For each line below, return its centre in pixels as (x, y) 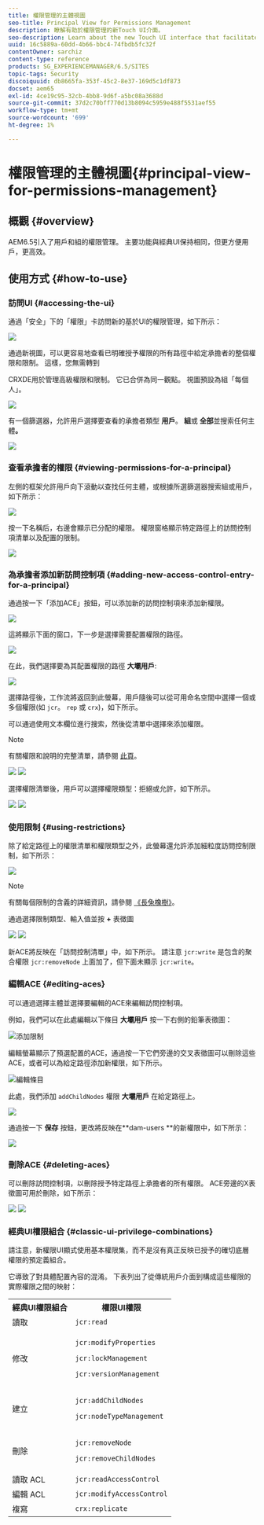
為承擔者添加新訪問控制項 (57, 575)
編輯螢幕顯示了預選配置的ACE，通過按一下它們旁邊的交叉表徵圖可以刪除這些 (132, 1053)
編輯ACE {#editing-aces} (57, 984)
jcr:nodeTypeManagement (119, 1417)
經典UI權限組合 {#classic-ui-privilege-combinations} (111, 1231)
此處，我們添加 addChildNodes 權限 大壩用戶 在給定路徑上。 (104, 1096)
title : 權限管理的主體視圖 (47, 15)
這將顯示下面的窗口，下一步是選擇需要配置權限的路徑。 (97, 634)
